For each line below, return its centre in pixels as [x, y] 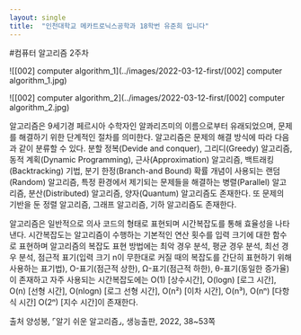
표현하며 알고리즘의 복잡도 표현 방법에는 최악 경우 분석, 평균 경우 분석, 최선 [149, 246]
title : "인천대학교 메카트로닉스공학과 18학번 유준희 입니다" [109, 26]
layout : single [38, 18]
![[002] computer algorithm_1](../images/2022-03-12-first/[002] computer [146, 71]
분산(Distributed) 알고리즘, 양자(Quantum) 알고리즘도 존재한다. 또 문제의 [156, 193]
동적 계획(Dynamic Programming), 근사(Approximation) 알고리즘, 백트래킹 [142, 159]
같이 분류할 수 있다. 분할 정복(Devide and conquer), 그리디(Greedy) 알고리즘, [155, 148]
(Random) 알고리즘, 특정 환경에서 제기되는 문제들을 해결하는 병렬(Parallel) [140, 181]
